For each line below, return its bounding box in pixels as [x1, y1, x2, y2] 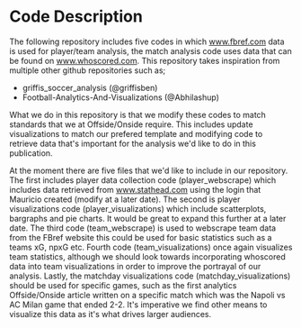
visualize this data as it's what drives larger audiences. [9, 308, 212, 319]
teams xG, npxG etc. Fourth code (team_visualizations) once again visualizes [9, 241, 293, 252]
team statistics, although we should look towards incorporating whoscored [9, 251, 286, 262]
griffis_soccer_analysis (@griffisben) [22, 82, 158, 93]
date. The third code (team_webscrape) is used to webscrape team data [9, 223, 277, 233]
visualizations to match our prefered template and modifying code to [9, 128, 263, 139]
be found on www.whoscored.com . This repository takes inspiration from [9, 55, 280, 66]
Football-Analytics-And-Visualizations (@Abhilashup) [22, 92, 220, 103]
